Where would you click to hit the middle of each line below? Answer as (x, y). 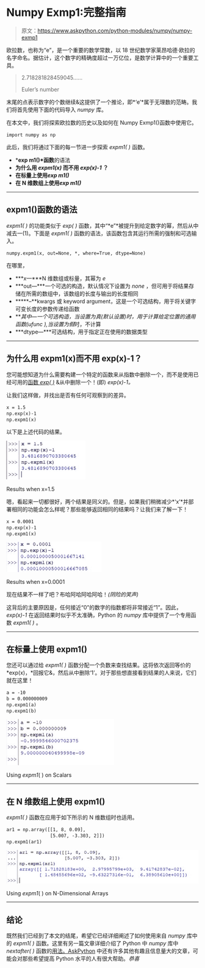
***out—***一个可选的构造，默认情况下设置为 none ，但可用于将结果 (102, 286)
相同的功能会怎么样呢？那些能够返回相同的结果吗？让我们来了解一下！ (99, 509)
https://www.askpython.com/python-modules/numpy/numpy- (115, 31)
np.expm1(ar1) (24, 842)
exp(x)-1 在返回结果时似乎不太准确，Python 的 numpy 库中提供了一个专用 (99, 615)
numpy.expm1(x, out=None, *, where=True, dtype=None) (76, 253)
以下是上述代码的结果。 (36, 432)
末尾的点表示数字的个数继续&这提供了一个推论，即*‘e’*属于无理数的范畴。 (99, 102)
